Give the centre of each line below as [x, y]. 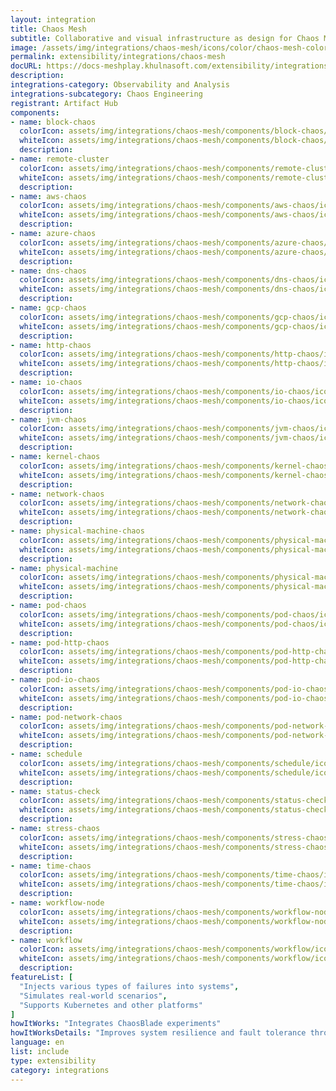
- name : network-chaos [57, 494]
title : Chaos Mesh [48, 29]
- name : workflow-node [57, 903]
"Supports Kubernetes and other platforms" [111, 1005]
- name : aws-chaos [48, 196]
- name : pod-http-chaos [60, 642]
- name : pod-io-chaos [55, 680]
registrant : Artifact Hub [64, 103]
